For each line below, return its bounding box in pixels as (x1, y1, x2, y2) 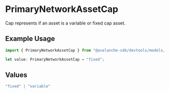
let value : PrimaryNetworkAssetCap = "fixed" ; (5, 56, 105, 62)
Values (5, 70, 28, 79)
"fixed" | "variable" (5, 84, 51, 89)
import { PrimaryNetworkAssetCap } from (5, 47, 92, 53)
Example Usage (5, 34, 55, 43)
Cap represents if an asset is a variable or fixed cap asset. (5, 20, 126, 26)
